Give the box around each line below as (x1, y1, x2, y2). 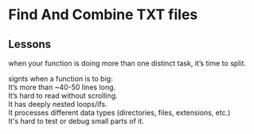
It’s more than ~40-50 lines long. (8, 82, 116, 92)
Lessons (8, 37, 52, 51)
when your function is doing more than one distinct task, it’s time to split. (8, 58, 247, 68)
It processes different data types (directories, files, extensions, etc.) (8, 108, 231, 117)
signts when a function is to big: (8, 74, 113, 83)
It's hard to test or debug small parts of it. (8, 116, 145, 125)
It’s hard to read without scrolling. (8, 91, 118, 100)
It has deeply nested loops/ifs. (8, 100, 107, 108)
